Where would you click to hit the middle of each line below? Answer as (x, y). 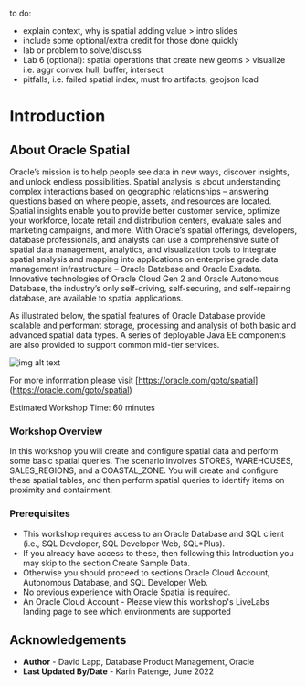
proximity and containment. (61, 490)
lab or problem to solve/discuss (82, 50)
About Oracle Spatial (70, 150)
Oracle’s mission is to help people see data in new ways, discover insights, (150, 172)
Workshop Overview (56, 431)
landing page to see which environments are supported (127, 611)
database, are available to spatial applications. (96, 298)
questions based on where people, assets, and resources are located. (141, 201)
